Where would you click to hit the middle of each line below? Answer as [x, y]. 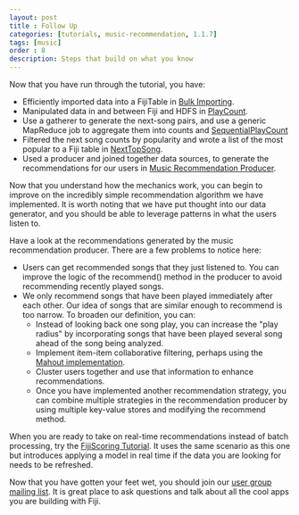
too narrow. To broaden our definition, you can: [109, 315]
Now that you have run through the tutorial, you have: [107, 84]
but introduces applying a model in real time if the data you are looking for [145, 455]
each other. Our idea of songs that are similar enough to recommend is [152, 305]
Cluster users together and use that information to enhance [145, 372]
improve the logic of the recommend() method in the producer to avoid [152, 277]
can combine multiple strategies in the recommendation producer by [162, 400]
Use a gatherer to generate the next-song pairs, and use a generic [144, 120]
